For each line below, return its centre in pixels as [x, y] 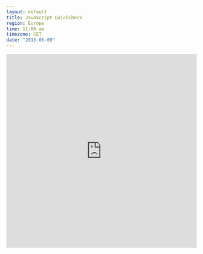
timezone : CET [24, 34]
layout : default [27, 12]
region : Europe [25, 23]
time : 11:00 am [25, 29]
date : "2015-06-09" [31, 40]
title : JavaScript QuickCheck [44, 18]
